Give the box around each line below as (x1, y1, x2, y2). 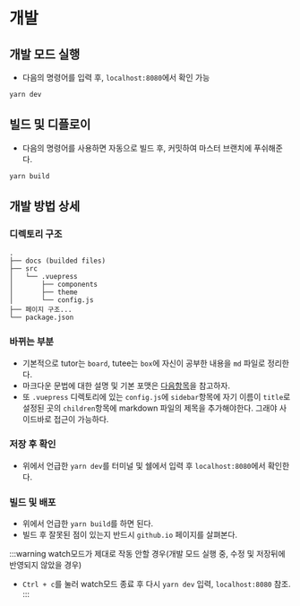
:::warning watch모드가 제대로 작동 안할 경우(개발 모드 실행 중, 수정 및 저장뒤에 (9, 549, 286, 559)
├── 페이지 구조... (9, 306, 73, 315)
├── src (9, 264, 39, 273)
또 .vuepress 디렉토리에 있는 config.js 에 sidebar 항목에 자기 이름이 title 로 (21, 391, 291, 402)
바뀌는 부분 (9, 335, 55, 348)
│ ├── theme (9, 288, 78, 297)
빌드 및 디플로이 (9, 117, 91, 133)
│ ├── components (9, 280, 99, 290)
